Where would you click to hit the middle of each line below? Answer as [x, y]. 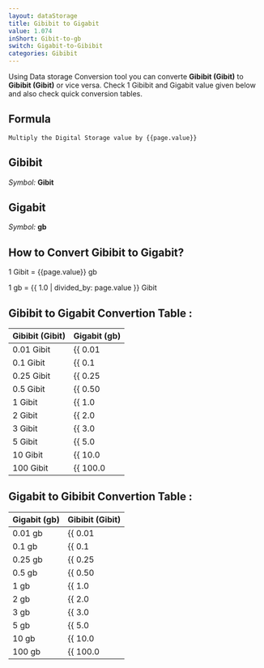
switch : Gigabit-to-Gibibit [56, 46]
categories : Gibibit [43, 53]
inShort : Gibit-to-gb [45, 38]
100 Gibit [30, 468]
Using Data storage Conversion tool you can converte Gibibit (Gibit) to [126, 77]
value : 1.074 [30, 31]
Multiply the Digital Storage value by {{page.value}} [103, 138]
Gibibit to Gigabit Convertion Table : [100, 313]
